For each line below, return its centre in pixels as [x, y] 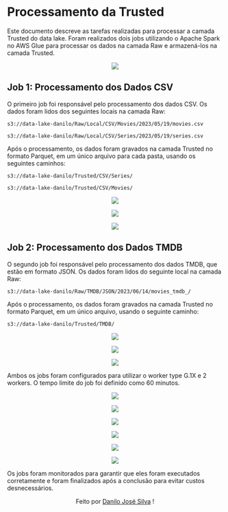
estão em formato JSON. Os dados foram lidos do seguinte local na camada [114, 271]
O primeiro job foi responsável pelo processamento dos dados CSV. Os [107, 104]
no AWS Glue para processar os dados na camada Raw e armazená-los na [112, 45]
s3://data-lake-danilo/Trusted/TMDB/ [61, 324]
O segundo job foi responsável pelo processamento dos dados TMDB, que [112, 264]
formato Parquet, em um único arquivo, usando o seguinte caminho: [103, 311]
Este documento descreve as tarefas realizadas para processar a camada [111, 31]
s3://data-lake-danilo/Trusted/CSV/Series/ [70, 176]
